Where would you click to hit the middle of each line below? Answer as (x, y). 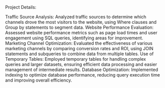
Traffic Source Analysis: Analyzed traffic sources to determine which (76, 17)
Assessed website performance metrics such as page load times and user (81, 33)
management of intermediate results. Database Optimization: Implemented (82, 70)
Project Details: (21, 7)
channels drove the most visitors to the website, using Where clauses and (81, 22)
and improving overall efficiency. (39, 80)
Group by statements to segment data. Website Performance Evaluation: (79, 27)
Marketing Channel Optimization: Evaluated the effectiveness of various (79, 43)
